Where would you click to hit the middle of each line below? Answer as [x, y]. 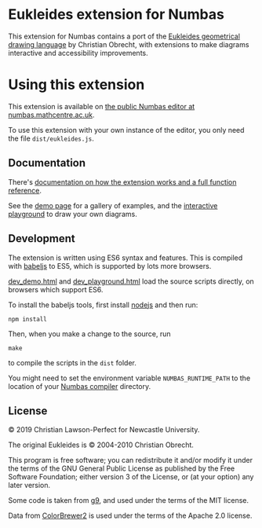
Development [42, 238]
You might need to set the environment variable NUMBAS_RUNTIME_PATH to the [129, 378]
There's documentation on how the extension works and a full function [122, 181]
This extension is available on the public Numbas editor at [102, 106]
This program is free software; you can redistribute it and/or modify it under [131, 460]
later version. [29, 486]
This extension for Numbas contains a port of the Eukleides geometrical [124, 36]
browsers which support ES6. [56, 289]
